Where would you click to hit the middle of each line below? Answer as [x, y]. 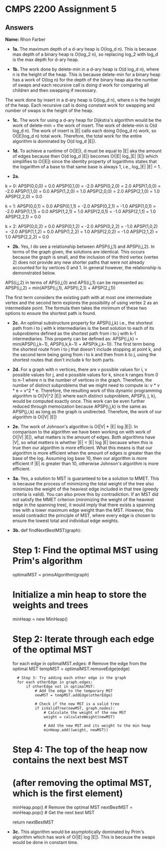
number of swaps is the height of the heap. [49, 111]
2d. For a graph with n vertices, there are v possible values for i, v [80, 369]
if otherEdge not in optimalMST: [60, 687]
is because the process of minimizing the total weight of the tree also [83, 484]
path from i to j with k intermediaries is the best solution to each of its [83, 328]
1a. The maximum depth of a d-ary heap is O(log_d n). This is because [84, 49]
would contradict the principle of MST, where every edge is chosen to [84, 515]
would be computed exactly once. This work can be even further [79, 401]
